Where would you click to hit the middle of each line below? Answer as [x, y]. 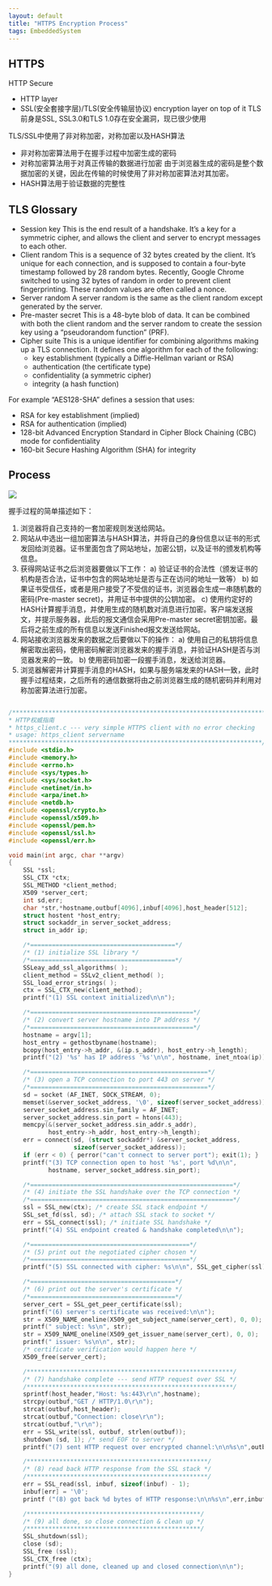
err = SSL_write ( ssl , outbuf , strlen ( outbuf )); [104, 1432]
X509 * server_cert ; [56, 893]
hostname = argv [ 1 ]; [57, 1035]
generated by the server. [61, 306]
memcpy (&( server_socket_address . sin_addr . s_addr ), [110, 1125]
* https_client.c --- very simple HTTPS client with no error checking [132, 727]
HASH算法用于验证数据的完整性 [73, 184]
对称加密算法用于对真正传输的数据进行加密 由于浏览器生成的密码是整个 [138, 164]
